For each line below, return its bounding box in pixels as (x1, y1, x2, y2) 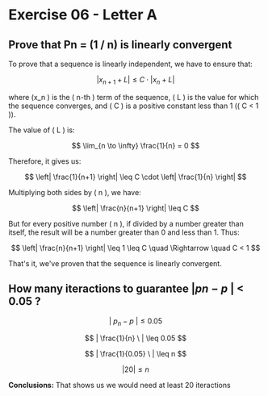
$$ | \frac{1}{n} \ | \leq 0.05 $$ (84, 333, 187, 344)
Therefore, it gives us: (8, 156, 82, 166)
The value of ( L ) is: (8, 125, 75, 135)
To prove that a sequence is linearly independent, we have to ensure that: (8, 59, 253, 69)
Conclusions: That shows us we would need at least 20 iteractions (8, 381, 232, 390)
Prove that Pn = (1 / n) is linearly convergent (8, 38, 232, 52)
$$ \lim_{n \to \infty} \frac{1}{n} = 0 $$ (71, 140, 200, 150)
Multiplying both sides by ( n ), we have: (8, 187, 141, 197)
